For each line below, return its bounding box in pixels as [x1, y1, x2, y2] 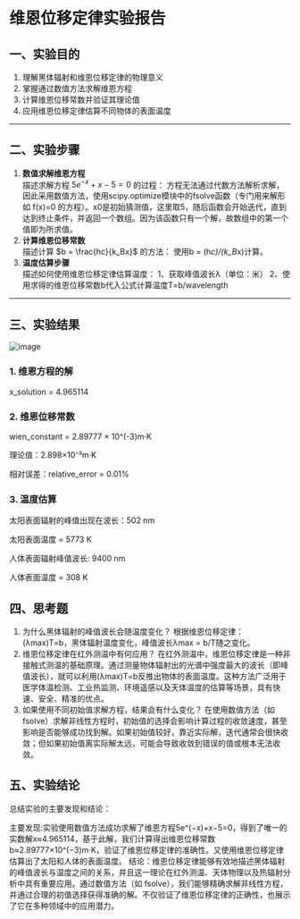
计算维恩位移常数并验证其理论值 [21, 95, 140, 105]
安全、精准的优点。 [37, 693, 109, 704]
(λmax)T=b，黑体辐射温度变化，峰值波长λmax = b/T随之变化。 [21, 637, 255, 648]
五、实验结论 [9, 778, 80, 793]
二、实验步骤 [9, 142, 80, 157]
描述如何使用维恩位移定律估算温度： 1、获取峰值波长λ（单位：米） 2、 [21, 269, 283, 280]
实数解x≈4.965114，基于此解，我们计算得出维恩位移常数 [9, 833, 216, 844]
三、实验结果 [9, 316, 80, 332]
